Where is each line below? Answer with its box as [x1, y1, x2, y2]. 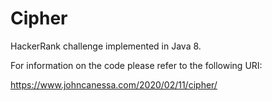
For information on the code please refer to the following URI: [10, 59, 263, 71]
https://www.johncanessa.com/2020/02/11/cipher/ [10, 78, 218, 91]
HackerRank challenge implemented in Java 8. [10, 40, 202, 52]
